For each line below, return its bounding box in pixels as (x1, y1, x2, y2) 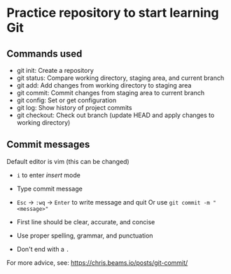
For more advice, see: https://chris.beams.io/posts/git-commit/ (6, 258, 188, 267)
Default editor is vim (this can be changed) (6, 157, 130, 165)
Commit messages (6, 139, 90, 151)
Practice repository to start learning (6, 5, 219, 21)
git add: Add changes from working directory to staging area (16, 81, 192, 89)
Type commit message (16, 184, 83, 193)
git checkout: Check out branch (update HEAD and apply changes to (16, 111, 215, 119)
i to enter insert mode (16, 170, 81, 179)
